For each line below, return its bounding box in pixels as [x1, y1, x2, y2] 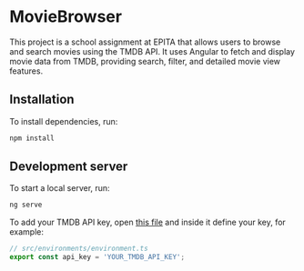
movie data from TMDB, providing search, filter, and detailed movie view [9, 55, 280, 66]
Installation [9, 92, 75, 107]
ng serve [9, 200, 43, 210]
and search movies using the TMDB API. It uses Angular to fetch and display [9, 45, 296, 56]
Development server [9, 159, 128, 175]
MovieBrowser [9, 6, 123, 27]
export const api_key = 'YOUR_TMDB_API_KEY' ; [9, 253, 185, 262]
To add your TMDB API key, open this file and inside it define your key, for [9, 216, 287, 228]
